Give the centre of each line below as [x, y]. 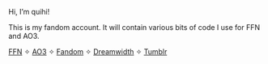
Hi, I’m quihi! [29, 12]
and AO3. [24, 36]
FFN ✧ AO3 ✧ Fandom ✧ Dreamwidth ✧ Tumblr [88, 51]
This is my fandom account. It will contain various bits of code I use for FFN [134, 27]
